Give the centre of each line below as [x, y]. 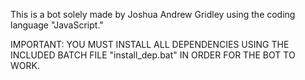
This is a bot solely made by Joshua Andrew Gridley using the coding [153, 14]
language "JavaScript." [57, 25]
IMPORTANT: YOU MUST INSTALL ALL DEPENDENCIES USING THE [150, 44]
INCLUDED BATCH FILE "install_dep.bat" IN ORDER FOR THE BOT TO [153, 55]
